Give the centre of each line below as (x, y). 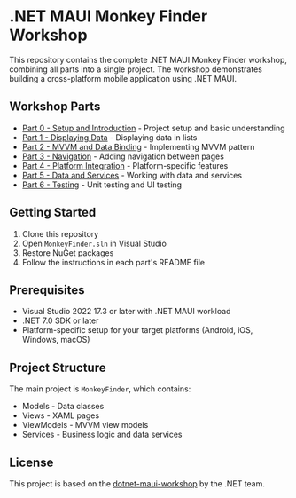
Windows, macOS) (56, 340)
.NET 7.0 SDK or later (60, 320)
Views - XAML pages (61, 415)
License (31, 462)
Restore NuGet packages (68, 253)
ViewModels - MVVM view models (85, 425)
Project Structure (58, 367)
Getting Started (53, 213)
